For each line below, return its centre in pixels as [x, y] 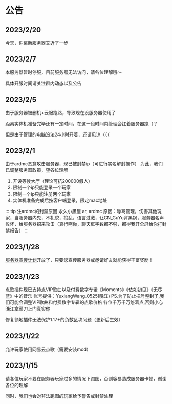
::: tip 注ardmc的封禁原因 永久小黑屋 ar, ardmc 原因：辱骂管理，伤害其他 [81, 211]
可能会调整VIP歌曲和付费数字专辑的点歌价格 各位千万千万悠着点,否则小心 [86, 302]
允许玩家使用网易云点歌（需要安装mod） [48, 349]
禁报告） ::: [17, 230]
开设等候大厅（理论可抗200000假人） [53, 181]
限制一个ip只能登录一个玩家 [41, 187]
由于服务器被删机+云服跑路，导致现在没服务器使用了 [61, 112]
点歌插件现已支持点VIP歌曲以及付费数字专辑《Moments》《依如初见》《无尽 [84, 290]
